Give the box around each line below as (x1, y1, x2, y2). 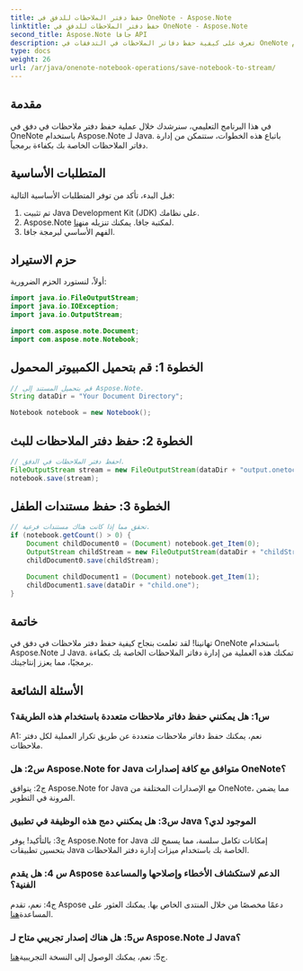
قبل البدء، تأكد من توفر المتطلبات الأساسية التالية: (10, 190, 175, 201)
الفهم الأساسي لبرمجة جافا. (22, 226, 116, 237)
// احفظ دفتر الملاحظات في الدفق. (10, 456, 125, 466)
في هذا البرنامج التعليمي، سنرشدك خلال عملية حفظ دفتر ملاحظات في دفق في (10, 121, 272, 131)
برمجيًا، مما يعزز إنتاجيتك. (10, 657, 94, 668)
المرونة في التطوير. (10, 793, 76, 804)
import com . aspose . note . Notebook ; (10, 335, 140, 344)
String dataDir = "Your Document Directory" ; (10, 392, 183, 401)
